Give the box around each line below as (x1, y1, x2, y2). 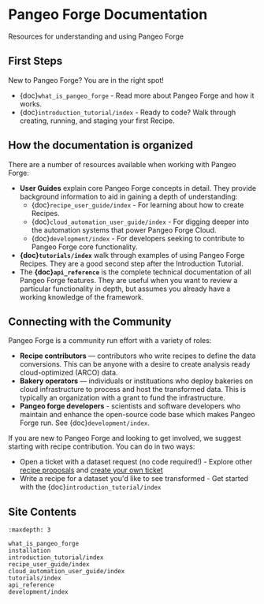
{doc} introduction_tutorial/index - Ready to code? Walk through (19, 107, 236, 117)
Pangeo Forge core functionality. (31, 242, 138, 252)
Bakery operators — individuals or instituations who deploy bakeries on (19, 376, 254, 386)
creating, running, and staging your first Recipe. (19, 116, 175, 125)
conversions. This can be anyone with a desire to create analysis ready (19, 360, 251, 369)
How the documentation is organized (8, 139, 193, 152)
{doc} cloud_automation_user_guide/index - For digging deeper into (31, 217, 250, 226)
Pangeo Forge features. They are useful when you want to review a (19, 275, 238, 285)
